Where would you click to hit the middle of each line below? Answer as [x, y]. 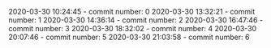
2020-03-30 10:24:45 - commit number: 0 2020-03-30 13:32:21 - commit [132, 12]
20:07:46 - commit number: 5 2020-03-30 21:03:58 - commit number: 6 [129, 37]
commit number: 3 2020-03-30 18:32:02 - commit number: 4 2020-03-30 [133, 28]
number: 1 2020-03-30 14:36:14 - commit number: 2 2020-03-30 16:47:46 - [136, 20]
